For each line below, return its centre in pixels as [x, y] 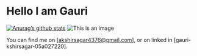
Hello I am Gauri [47, 11]
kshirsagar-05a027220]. [37, 46]
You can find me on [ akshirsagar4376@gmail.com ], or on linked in [89, 40]
